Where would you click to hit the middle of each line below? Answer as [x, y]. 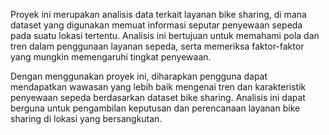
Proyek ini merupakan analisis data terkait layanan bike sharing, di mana [158, 14]
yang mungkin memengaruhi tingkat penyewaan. [111, 57]
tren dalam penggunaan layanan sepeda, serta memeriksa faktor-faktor [157, 46]
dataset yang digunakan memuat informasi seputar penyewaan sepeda [156, 25]
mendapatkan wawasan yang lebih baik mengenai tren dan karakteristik [158, 87]
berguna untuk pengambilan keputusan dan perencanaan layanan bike [155, 108]
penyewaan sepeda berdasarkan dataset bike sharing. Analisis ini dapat [158, 97]
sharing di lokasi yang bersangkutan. [86, 118]
